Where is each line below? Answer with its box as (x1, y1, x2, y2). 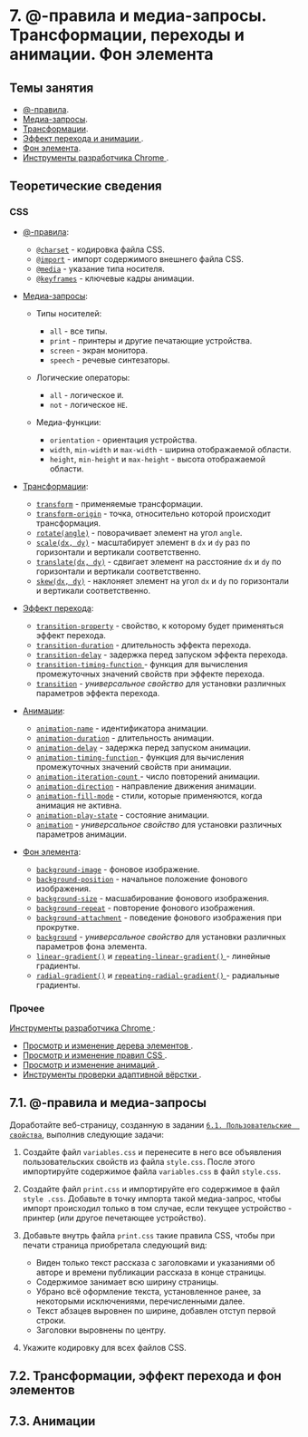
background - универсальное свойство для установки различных (35, 931, 287, 942)
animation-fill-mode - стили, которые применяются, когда (35, 790, 263, 801)
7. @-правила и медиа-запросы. (9, 5, 267, 26)
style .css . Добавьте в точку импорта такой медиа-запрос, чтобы (22, 1193, 282, 1204)
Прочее (9, 1002, 45, 1015)
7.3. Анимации (9, 1413, 96, 1429)
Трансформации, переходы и (9, 24, 245, 45)
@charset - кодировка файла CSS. (35, 244, 165, 255)
